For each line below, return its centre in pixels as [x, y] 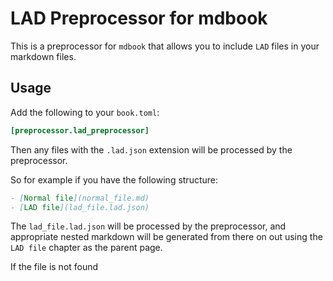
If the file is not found [54, 267]
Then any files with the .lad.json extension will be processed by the [151, 149]
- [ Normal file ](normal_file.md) [80, 198]
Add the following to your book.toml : [85, 112]
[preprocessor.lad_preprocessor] [80, 130]
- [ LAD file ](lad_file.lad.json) [80, 207]
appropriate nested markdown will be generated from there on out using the [166, 237]
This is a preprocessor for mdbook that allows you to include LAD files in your [165, 46]
